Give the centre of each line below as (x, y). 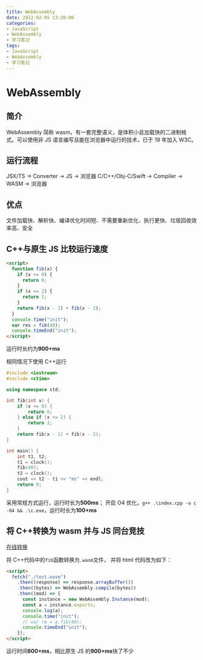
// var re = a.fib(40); (52, 622)
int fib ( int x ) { (28, 400)
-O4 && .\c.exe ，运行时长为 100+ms (52, 510)
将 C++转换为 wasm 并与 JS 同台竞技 (76, 531)
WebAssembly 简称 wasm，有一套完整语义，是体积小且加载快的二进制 (94, 132)
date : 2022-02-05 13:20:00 (40, 18)
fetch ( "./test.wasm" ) (39, 577)
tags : (13, 46)
